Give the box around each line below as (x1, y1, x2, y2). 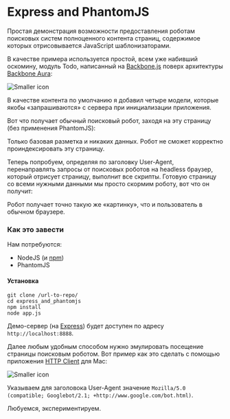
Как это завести (7, 225, 64, 234)
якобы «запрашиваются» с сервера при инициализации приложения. (7, 103, 211, 111)
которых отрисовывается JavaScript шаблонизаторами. (7, 41, 172, 49)
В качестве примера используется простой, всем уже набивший (7, 54, 198, 63)
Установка (7, 276, 39, 285)
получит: (7, 187, 33, 195)
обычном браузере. (7, 207, 65, 216)
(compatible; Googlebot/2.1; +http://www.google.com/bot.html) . (7, 391, 194, 399)
